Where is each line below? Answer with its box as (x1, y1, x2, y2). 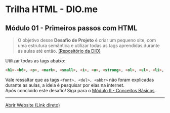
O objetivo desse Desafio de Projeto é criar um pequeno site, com (17, 37, 156, 43)
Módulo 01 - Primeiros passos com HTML (5, 24, 138, 32)
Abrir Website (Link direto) (5, 102, 60, 108)
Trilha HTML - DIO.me (5, 4, 98, 15)
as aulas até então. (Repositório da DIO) (17, 48, 101, 54)
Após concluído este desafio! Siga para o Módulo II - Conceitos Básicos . (5, 87, 156, 93)
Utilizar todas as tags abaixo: (5, 58, 66, 64)
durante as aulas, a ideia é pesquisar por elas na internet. (5, 82, 125, 88)
